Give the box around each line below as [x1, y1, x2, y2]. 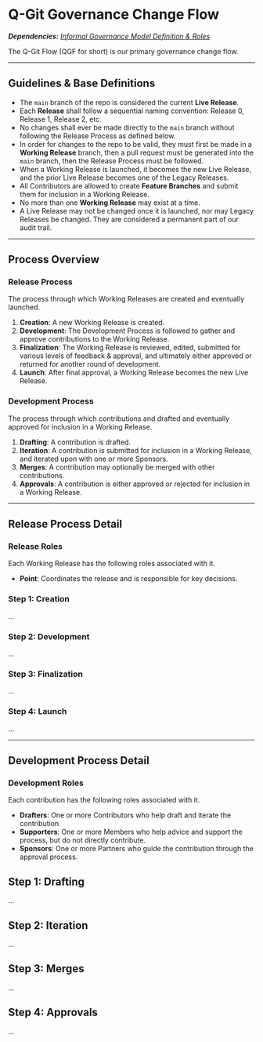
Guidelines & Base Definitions [8, 77, 156, 90]
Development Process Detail [8, 754, 150, 767]
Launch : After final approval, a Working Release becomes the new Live [19, 367, 249, 378]
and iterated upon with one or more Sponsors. [19, 454, 168, 463]
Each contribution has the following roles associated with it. [8, 795, 200, 805]
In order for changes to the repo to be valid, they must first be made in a [19, 139, 252, 148]
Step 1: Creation [8, 594, 70, 605]
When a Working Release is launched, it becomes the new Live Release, [19, 164, 252, 174]
